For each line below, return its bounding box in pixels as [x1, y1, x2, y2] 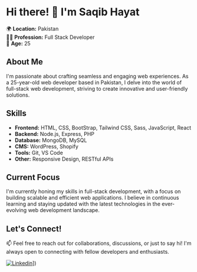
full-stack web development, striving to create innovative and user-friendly [6, 85, 188, 92]
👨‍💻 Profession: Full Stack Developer [6, 34, 95, 41]
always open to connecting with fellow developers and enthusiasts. [6, 248, 169, 256]
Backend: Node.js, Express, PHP [14, 130, 95, 137]
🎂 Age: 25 [6, 39, 31, 47]
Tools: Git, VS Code [14, 149, 63, 156]
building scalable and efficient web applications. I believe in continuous [6, 194, 179, 201]
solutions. [6, 91, 30, 98]
